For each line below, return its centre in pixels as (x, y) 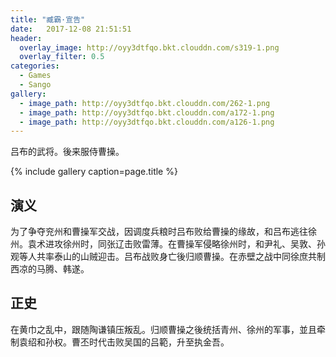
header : (26, 38)
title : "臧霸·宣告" (48, 19)
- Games (35, 76)
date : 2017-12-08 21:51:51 (71, 29)
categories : (35, 66)
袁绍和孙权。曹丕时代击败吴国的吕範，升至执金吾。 (124, 342)
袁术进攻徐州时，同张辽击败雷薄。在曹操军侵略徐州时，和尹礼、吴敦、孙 (176, 244)
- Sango (35, 85)
